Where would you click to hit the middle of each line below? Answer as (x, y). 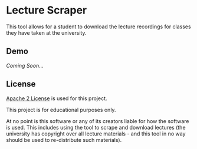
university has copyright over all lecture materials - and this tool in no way (96, 134)
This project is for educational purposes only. (61, 110)
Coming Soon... (25, 65)
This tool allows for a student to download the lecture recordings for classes (98, 27)
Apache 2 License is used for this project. (57, 98)
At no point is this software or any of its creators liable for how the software (98, 121)
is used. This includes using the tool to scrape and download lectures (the (96, 127)
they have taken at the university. (46, 32)
